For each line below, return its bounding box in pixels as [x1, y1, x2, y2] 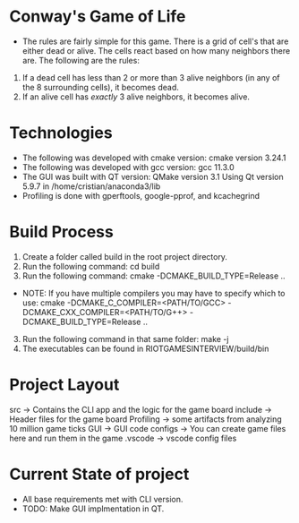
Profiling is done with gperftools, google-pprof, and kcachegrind [21, 190, 261, 201]
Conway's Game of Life [9, 6, 186, 27]
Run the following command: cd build [21, 261, 160, 271]
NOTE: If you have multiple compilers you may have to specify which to [21, 287, 286, 298]
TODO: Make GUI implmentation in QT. [21, 503, 165, 514]
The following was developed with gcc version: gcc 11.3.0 [21, 161, 235, 172]
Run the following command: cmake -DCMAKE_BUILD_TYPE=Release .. [21, 270, 286, 281]
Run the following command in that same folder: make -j [21, 333, 229, 344]
